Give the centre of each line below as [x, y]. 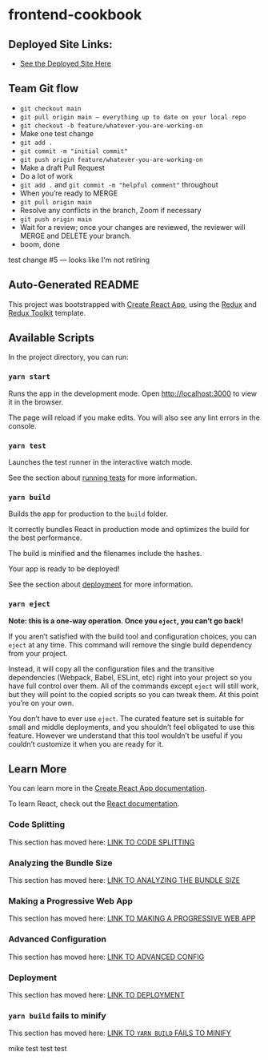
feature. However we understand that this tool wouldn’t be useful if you [125, 736]
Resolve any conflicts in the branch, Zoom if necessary [110, 210]
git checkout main [50, 109]
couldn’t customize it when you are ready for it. [86, 744]
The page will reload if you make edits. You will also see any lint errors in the [134, 417]
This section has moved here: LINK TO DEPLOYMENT [97, 994]
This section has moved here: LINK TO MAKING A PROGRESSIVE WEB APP [132, 918]
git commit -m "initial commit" [74, 151]
